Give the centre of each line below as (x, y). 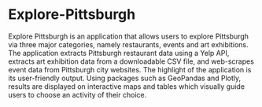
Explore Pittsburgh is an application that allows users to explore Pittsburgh (129, 36)
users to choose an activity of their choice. (77, 94)
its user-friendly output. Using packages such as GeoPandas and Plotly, (125, 78)
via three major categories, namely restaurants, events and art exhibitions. (129, 44)
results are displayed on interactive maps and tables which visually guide (127, 86)
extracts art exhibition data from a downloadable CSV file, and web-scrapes (131, 61)
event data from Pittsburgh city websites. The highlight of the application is (130, 69)
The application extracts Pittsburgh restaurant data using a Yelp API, (119, 53)
